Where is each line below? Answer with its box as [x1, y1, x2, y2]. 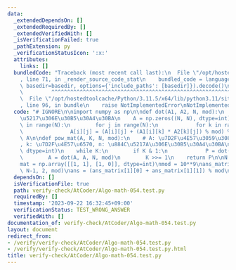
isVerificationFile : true [13, 180, 90, 187]
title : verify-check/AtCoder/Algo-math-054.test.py [7, 252, 162, 259]
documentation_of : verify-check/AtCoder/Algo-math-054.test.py [7, 219, 197, 226]
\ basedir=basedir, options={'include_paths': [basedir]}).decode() [20, 82, 225, 89]
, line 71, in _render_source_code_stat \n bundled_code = [20, 75, 202, 83]
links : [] [20, 63, 49, 70]
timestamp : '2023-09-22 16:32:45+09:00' [13, 200, 133, 207]
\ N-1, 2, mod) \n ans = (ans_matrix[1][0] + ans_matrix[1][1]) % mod [20, 167, 225, 174]
